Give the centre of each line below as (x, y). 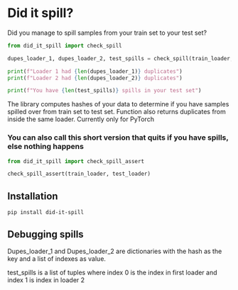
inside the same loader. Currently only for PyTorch (81, 119)
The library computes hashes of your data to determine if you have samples (118, 104)
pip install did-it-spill (45, 213)
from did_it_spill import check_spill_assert (76, 161)
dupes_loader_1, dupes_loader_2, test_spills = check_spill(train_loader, (120, 58)
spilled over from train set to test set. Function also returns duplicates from (117, 112)
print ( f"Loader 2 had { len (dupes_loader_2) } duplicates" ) (95, 78)
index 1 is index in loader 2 (46, 280)
